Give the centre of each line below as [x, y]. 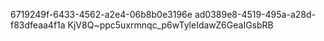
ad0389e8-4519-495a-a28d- [255, 14]
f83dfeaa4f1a [38, 25]
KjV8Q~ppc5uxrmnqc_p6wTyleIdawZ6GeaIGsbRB [170, 25]
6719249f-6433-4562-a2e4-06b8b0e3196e [101, 14]
